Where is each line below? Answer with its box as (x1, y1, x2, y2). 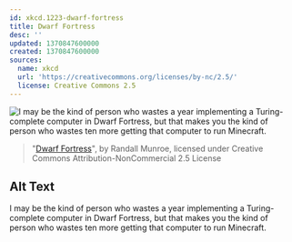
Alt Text (9, 179, 55, 195)
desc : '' (9, 30, 43, 39)
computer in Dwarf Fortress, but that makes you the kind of (46, 213, 268, 224)
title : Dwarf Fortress (9, 22, 96, 31)
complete (9, 213, 45, 224)
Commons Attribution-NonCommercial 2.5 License (31, 152, 222, 164)
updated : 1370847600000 (9, 38, 100, 48)
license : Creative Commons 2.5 (17, 81, 136, 90)
